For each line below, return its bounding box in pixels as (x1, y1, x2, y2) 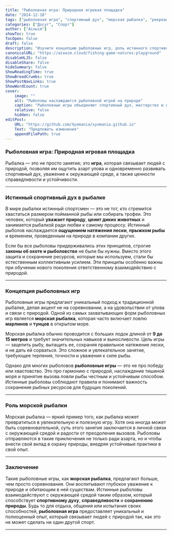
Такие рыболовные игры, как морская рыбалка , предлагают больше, (5, 475, 159, 482)
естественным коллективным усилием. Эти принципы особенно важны (5, 259, 163, 265)
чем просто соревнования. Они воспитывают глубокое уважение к (5, 481, 153, 487)
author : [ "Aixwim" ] (5, 27, 47, 32)
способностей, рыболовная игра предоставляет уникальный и (5, 508, 144, 514)
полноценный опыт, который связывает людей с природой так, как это (5, 513, 161, 520)
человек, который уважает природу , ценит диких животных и (5, 216, 145, 222)
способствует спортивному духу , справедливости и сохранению (5, 497, 153, 503)
